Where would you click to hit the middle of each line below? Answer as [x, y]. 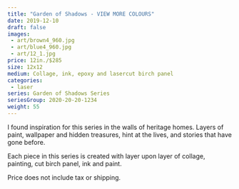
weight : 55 [24, 107]
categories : [25, 80]
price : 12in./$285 [35, 61]
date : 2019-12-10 [33, 21]
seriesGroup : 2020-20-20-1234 [52, 101]
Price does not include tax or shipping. [64, 177]
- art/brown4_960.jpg [42, 41]
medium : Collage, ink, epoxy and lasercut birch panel [91, 73]
